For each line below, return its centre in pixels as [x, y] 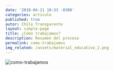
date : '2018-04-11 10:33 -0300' [40, 10]
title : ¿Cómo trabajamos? [33, 33]
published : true [23, 19]
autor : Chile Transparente [34, 24]
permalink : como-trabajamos [35, 43]
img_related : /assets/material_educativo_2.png [57, 48]
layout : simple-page [27, 29]
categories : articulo [28, 15]
